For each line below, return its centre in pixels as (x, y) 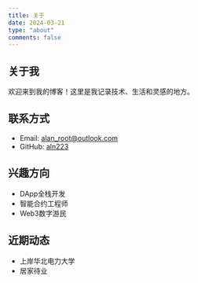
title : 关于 (26, 15)
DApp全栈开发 (42, 193)
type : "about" (31, 30)
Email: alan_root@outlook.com (69, 138)
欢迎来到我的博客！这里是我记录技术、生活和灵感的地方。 (101, 92)
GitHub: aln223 (44, 146)
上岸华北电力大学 (47, 261)
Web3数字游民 (43, 213)
